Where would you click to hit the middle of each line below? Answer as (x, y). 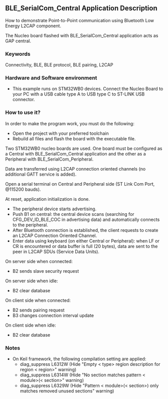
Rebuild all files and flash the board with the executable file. (74, 138)
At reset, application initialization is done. (48, 199)
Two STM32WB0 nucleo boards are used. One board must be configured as (84, 148)
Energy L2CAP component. (33, 26)
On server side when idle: (32, 281)
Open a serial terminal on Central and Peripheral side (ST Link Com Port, (80, 184)
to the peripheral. (30, 225)
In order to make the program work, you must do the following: (70, 123)
